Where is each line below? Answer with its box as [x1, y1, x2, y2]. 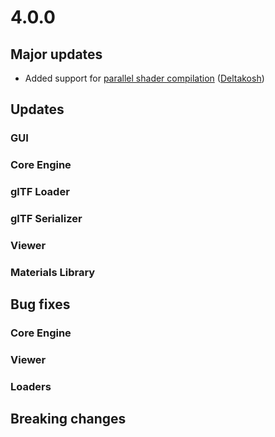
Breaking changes [10, 411, 127, 428]
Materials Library [10, 265, 96, 279]
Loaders [10, 380, 52, 394]
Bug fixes [10, 296, 71, 313]
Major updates [10, 46, 103, 63]
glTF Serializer [10, 212, 83, 226]
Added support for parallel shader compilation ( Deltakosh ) [24, 72, 265, 84]
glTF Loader [10, 185, 70, 199]
